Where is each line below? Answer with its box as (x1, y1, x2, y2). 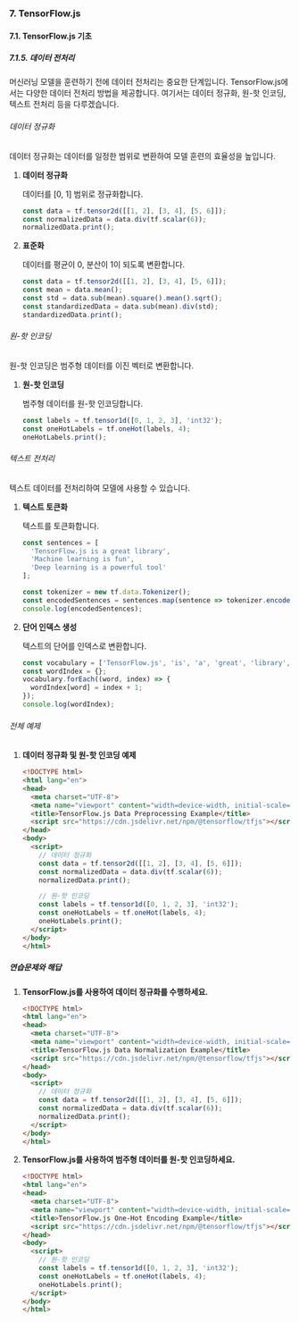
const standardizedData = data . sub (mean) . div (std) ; (21, 302, 219, 311)
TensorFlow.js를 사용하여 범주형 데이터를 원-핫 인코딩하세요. (21, 1154, 236, 1165)
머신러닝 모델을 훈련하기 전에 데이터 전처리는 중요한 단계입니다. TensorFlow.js (9, 77, 281, 88)
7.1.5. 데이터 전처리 (9, 53, 75, 63)
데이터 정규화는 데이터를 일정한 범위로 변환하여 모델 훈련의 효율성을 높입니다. (9, 150, 277, 161)
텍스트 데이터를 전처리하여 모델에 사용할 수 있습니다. (9, 482, 190, 493)
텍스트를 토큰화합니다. (21, 520, 100, 531)
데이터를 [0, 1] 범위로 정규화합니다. (21, 189, 144, 199)
